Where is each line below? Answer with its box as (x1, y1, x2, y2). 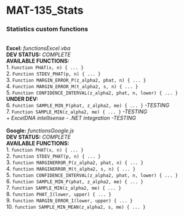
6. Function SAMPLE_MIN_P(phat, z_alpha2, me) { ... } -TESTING (6, 102, 170, 109)
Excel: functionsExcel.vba (6, 45, 70, 52)
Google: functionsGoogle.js (6, 127, 75, 134)
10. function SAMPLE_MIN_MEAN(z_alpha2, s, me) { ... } (6, 203, 146, 211)
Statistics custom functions (6, 25, 88, 33)
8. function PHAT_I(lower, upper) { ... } (6, 190, 112, 198)
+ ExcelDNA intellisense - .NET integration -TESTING (6, 115, 136, 122)
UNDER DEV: (6, 95, 38, 103)
